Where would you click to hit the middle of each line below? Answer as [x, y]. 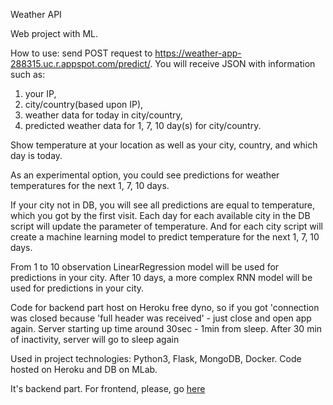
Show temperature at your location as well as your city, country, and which [164, 145]
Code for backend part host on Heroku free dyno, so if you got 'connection [165, 307]
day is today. [36, 155]
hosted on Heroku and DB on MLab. [84, 369]
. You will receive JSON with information [232, 63]
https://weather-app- [198, 53]
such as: [28, 74]
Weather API [36, 14]
